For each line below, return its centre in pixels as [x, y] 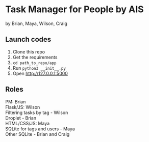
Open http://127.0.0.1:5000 [40, 73]
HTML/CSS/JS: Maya [28, 123]
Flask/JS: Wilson [23, 107]
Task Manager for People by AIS [74, 9]
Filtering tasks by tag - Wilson [37, 112]
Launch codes [28, 39]
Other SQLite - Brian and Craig [38, 134]
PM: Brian [16, 102]
